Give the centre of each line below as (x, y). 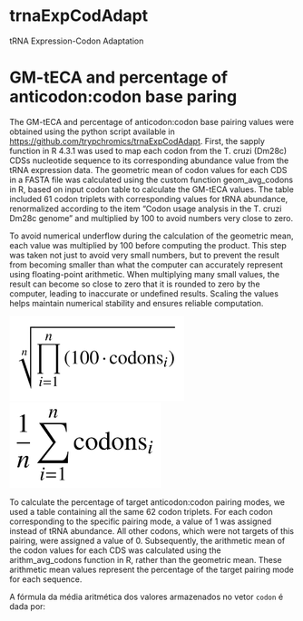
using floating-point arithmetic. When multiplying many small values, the (144, 274)
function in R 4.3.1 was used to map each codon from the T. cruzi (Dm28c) (148, 150)
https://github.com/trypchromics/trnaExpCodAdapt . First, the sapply (137, 141)
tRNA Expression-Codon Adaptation (77, 41)
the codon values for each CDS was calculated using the (115, 550)
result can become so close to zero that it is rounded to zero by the (135, 284)
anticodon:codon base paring (123, 97)
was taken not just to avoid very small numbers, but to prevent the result (144, 255)
